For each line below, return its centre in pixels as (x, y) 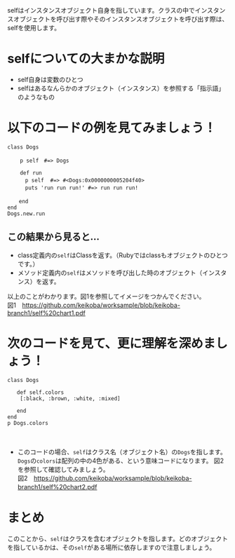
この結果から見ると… (54, 237)
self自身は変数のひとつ (50, 79)
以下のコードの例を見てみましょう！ (112, 128)
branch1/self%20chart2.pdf (57, 486)
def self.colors (40, 392)
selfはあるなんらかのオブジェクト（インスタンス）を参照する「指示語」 (121, 88)
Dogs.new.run (26, 213)
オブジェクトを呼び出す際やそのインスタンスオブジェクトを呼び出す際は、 (121, 19)
